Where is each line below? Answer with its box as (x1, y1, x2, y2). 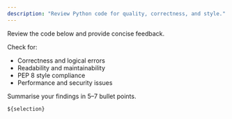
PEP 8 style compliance (17, 71, 86, 79)
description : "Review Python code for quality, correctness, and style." (7, 10, 226, 17)
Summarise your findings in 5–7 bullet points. (7, 92, 137, 100)
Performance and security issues (17, 78, 113, 87)
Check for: (7, 42, 38, 51)
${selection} (7, 105, 45, 112)
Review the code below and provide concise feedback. (7, 29, 165, 38)
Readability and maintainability (17, 63, 106, 72)
